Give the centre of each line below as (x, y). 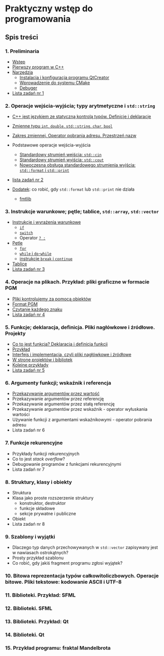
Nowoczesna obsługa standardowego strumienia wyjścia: (78, 165)
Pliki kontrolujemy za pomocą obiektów (52, 299)
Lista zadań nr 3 (28, 269)
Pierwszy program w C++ (38, 67)
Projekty (15, 333)
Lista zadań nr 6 (28, 430)
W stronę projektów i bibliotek (42, 360)
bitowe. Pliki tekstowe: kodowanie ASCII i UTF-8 (63, 582)
